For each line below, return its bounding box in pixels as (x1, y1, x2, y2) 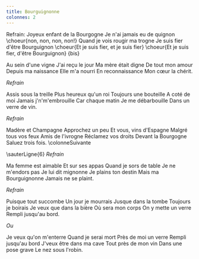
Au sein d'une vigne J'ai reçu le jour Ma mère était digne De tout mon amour (6, 61, 193, 68)
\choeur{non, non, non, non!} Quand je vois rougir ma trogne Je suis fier (6, 37, 183, 44)
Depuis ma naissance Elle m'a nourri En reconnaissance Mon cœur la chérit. (6, 67, 193, 74)
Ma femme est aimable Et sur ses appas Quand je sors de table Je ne (6, 162, 176, 169)
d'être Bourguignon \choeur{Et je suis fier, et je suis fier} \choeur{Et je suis (6, 43, 189, 51)
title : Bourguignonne (6, 8, 60, 15)
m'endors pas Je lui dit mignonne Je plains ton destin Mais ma (6, 168, 159, 176)
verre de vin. (6, 103, 37, 110)
